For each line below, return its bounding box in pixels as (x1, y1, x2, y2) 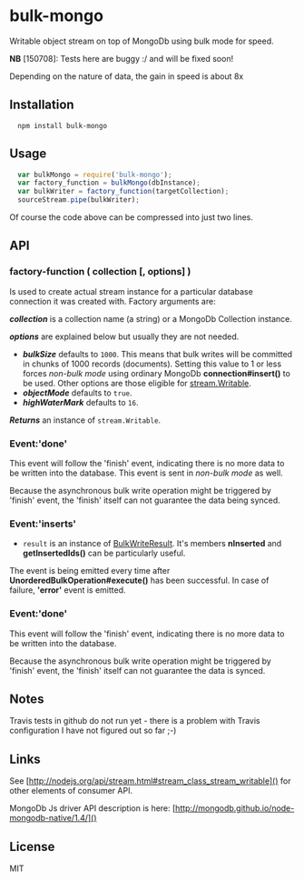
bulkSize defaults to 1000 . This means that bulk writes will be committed (22, 348, 293, 359)
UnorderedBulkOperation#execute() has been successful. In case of (9, 575, 270, 586)
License (9, 838, 55, 855)
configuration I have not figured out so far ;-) (9, 725, 177, 736)
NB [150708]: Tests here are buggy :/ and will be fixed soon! (9, 53, 234, 64)
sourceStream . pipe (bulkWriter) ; (17, 195, 141, 205)
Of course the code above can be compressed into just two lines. (9, 212, 254, 223)
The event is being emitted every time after (9, 566, 171, 576)
